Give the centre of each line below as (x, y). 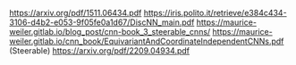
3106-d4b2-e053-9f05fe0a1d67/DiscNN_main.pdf (102, 22)
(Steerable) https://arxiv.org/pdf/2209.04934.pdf (100, 51)
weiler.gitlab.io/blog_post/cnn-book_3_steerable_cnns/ (110, 32)
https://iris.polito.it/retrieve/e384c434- (216, 13)
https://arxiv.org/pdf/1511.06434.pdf (76, 13)
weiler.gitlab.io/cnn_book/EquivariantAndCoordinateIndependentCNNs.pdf (147, 41)
